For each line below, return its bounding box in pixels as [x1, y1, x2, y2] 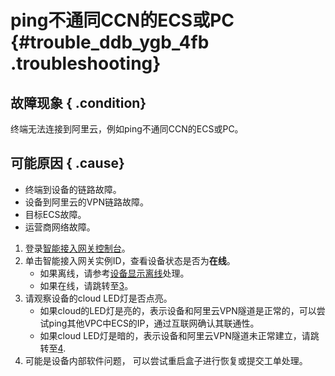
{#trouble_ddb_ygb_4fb [10, 31, 210, 54]
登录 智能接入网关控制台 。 [24, 242, 131, 254]
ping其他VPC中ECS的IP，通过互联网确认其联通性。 [48, 317, 260, 329]
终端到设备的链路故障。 [24, 183, 122, 195]
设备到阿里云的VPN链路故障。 [24, 196, 149, 208]
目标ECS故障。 [24, 208, 87, 220]
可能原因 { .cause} [10, 155, 125, 172]
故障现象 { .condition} [10, 94, 147, 111]
